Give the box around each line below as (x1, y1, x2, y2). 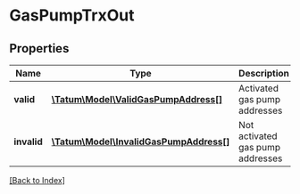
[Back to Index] (9, 175, 65, 185)
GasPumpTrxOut (9, 5, 135, 26)
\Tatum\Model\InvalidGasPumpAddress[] (51, 135, 230, 148)
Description (237, 68, 290, 79)
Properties (9, 41, 70, 56)
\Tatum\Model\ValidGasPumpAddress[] (51, 93, 223, 105)
